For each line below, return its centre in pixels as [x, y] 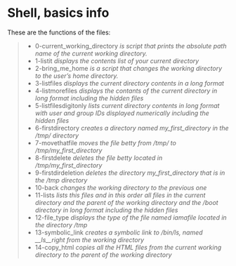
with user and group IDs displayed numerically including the [122, 113]
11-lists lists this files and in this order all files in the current [120, 195]
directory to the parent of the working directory [103, 255]
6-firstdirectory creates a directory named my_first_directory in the [132, 128]
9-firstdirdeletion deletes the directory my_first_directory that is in [130, 173]
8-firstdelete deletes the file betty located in [99, 158]
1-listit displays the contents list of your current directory [117, 60]
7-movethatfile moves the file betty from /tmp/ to [106, 142]
